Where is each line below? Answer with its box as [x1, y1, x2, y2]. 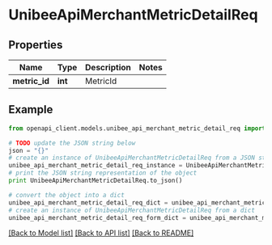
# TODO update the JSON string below [8, 139, 136, 147]
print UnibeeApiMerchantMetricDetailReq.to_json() [8, 176, 183, 185]
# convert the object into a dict [8, 191, 125, 199]
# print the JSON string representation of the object [8, 169, 198, 177]
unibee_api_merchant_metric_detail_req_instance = [8, 162, 183, 170]
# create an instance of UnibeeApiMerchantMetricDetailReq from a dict [8, 206, 255, 214]
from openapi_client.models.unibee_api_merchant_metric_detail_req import [8, 124, 266, 133]
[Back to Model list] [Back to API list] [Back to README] [8, 228, 194, 238]
